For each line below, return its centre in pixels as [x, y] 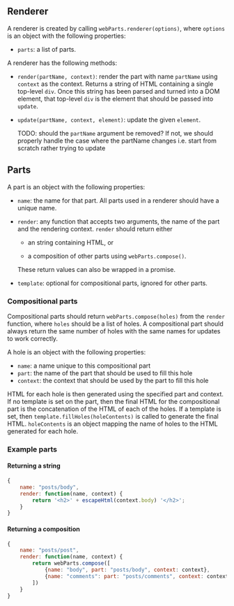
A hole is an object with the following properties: [77, 352]
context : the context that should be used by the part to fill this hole [113, 380]
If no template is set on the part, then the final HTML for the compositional [114, 401]
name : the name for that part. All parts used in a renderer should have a [118, 200]
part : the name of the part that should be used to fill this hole [105, 373]
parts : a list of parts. [47, 49]
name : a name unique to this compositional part [84, 366]
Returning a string [34, 466]
